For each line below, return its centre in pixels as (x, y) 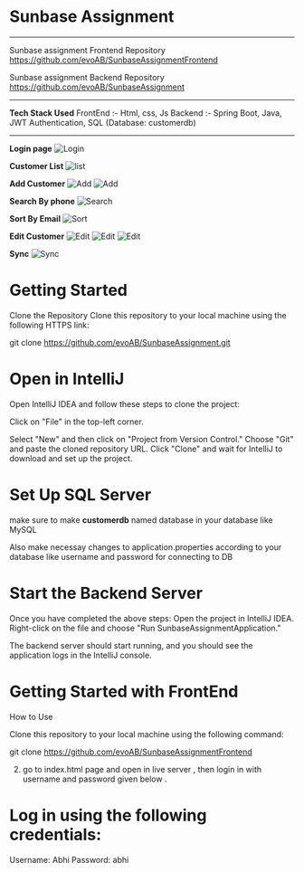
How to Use (31, 716)
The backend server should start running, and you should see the (131, 645)
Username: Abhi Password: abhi (69, 859)
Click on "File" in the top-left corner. (77, 422)
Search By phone (42, 201)
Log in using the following (108, 815)
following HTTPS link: (49, 325)
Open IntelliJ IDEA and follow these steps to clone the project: (124, 403)
